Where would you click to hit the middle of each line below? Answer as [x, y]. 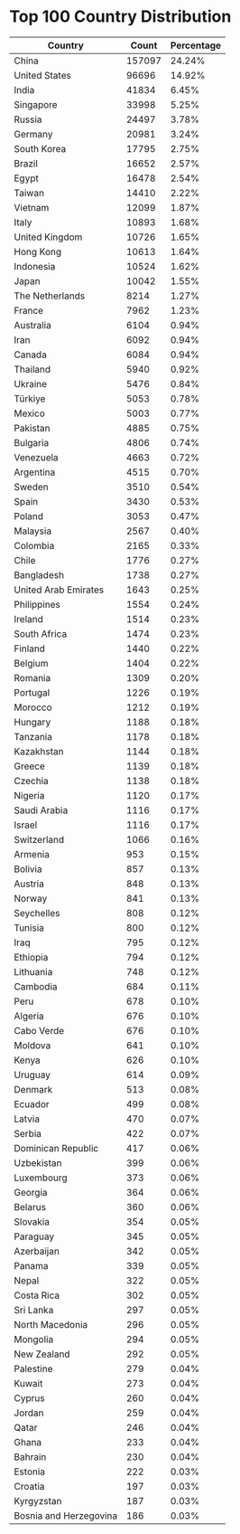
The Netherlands [50, 296]
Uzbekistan [38, 1162]
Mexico [29, 413]
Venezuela [36, 457]
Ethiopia [31, 957]
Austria [29, 884]
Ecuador [32, 1103]
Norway [31, 898]
